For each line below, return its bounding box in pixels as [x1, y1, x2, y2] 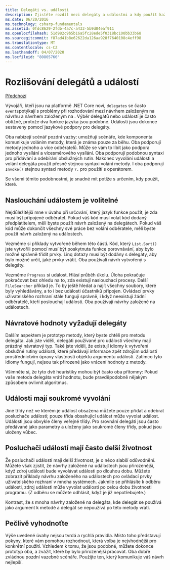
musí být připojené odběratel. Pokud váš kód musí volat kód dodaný [5, 215, 147, 221]
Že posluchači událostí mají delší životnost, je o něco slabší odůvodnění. [5, 457, 156, 463]
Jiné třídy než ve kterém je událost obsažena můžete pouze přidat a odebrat [5, 407, 164, 413]
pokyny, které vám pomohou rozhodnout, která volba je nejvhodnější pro [5, 538, 157, 544]
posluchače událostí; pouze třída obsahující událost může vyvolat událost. [5, 413, 159, 419]
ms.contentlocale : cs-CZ [5, 45, 58, 50]
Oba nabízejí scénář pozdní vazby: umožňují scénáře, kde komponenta [5, 134, 153, 140]
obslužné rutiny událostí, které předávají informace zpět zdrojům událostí [5, 348, 157, 354]
